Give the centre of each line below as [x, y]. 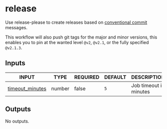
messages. [16, 27]
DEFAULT [115, 77]
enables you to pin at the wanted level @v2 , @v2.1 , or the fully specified [77, 42]
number [60, 88]
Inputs [15, 63]
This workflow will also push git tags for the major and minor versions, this [81, 37]
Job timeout [145, 86]
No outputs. [17, 121]
